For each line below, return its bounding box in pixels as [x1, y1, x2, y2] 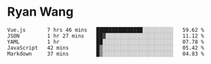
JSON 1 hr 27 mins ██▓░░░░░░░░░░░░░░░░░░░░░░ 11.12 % [7, 32, 205, 39]
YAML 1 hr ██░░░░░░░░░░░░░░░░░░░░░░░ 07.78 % [7, 38, 205, 45]
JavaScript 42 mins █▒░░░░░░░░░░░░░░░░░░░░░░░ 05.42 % [7, 44, 205, 51]
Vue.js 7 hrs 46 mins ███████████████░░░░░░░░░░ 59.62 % [7, 27, 205, 33]
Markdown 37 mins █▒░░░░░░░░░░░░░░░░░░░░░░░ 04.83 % [7, 50, 205, 57]
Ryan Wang [7, 4, 74, 20]
